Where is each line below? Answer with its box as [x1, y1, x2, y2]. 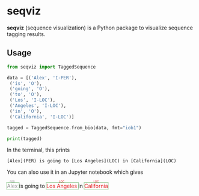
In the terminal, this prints [7, 146, 70, 154]
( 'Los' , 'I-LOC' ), [9, 97, 56, 103]
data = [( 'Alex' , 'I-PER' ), [7, 75, 78, 81]
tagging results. [7, 30, 46, 37]
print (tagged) [7, 135, 43, 142]
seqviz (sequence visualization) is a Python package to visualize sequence [7, 24, 193, 31]
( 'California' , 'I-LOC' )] [9, 114, 75, 120]
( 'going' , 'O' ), [9, 86, 51, 92]
